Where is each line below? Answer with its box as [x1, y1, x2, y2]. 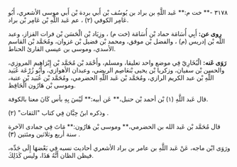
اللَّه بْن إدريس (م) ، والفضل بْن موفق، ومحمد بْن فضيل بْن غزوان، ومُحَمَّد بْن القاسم [8, 37, 226, 45]
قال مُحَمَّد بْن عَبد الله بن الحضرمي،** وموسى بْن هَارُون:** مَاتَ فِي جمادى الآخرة [8, 122, 221, 131]
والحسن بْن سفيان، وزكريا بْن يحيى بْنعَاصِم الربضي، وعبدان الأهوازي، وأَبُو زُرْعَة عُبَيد [8, 66, 225, 74]
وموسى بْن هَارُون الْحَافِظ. [8, 81, 77, 90]
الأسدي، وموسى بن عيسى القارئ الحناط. [8, 45, 116, 53]
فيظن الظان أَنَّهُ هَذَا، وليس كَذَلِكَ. [8, 151, 94, 159]
